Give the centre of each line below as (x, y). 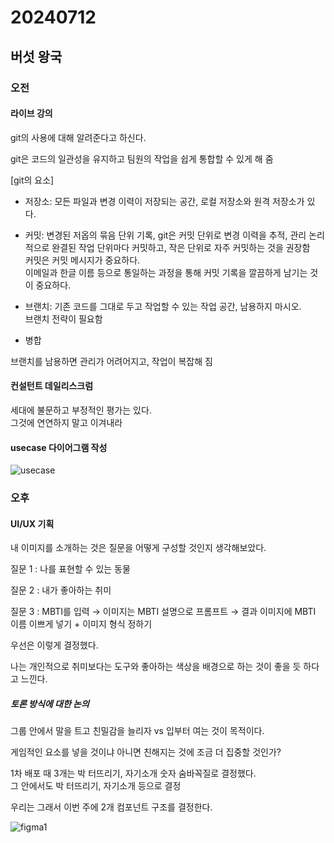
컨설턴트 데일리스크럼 (52, 386)
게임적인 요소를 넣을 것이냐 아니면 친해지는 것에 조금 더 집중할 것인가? (146, 752)
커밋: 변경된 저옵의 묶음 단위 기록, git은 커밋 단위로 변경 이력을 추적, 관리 (165, 235)
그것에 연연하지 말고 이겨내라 (66, 422)
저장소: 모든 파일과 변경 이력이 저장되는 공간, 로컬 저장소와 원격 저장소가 (164, 201)
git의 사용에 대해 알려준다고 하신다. (78, 137)
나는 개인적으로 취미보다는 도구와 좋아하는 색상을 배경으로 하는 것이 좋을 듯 (156, 667)
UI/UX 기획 (32, 523)
